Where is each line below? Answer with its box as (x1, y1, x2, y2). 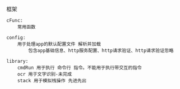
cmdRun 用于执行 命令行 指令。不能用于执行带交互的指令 (17, 65, 142, 71)
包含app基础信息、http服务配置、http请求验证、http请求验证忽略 (28, 48, 174, 54)
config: (6, 35, 26, 41)
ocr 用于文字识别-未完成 (17, 71, 72, 77)
